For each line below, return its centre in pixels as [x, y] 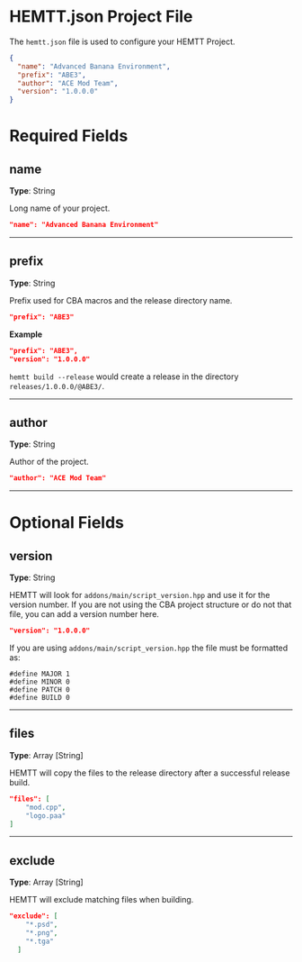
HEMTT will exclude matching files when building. [102, 900]
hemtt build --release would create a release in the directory [124, 377]
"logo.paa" [46, 816]
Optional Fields [67, 523]
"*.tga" [40, 941]
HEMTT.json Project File [101, 17]
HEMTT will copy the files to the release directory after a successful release [150, 773]
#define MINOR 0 [40, 682]
